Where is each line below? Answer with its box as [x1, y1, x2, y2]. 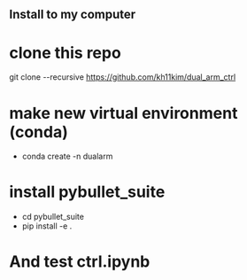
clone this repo [9, 43, 121, 63]
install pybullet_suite [9, 182, 166, 202]
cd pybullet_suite [21, 212, 84, 222]
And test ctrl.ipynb [9, 252, 151, 272]
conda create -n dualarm [21, 151, 113, 162]
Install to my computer [9, 7, 136, 22]
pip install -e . [21, 221, 73, 231]
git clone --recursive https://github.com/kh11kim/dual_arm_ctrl [9, 72, 236, 82]
